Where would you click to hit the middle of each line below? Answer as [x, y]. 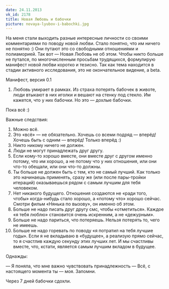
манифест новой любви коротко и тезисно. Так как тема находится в [80, 65]
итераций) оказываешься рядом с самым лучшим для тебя [77, 183]
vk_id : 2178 [18, 15]
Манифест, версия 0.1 [29, 80]
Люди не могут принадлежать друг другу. [58, 151]
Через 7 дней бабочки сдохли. [38, 281]
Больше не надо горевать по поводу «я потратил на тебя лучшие [83, 231]
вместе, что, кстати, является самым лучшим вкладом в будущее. [84, 247]
